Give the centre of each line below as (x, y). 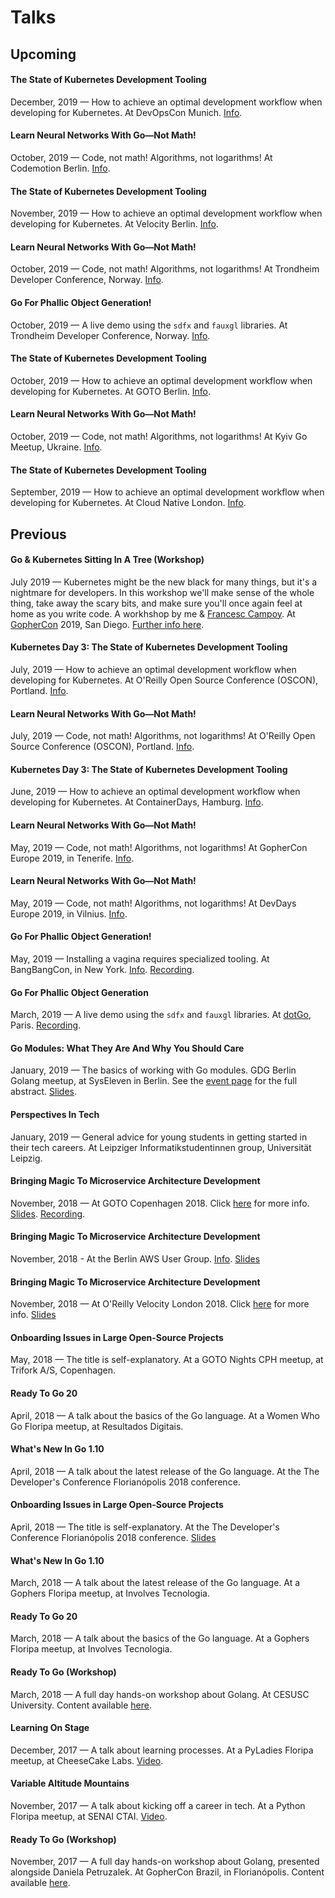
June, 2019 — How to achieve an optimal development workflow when (155, 792)
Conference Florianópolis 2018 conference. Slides (113, 1538)
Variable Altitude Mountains (70, 1783)
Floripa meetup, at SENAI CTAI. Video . (89, 1817)
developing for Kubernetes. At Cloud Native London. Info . (128, 503)
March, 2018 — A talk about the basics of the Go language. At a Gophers (160, 1638)
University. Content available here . (81, 1705)
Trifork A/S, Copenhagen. (63, 1370)
